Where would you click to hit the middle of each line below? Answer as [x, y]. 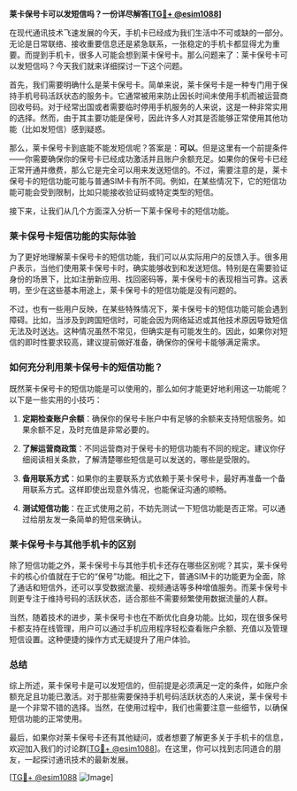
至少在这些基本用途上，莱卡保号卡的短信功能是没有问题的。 [133, 291]
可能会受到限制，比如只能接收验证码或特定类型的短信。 [117, 192]
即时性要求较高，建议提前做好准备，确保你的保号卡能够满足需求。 [145, 342]
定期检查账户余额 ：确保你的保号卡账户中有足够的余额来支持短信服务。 [150, 418]
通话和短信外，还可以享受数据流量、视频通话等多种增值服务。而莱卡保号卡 [152, 587]
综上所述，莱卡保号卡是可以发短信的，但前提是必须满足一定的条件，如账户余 [148, 686]
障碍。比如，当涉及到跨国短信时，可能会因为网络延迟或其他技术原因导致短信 [148, 320]
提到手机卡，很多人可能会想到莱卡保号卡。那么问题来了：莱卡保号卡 [156, 55]
